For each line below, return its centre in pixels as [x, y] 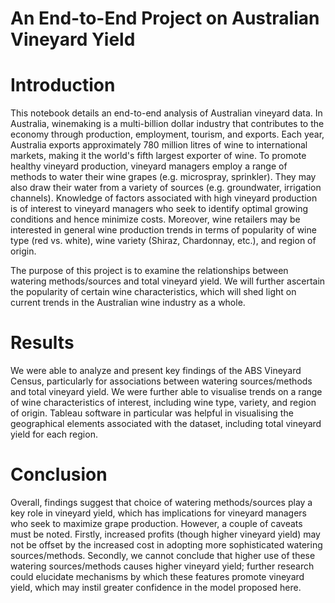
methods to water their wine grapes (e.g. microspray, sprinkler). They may [163, 177]
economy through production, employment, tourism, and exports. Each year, [167, 134]
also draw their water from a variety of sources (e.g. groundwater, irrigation [166, 188]
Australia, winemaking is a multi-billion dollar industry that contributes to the [167, 124]
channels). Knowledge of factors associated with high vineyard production [164, 198]
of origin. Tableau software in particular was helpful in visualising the [152, 413]
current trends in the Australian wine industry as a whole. [128, 303]
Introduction [63, 85]
